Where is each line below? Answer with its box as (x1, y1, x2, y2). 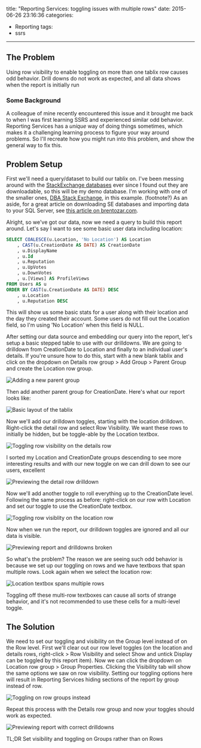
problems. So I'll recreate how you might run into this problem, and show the (6, 135, 194, 143)
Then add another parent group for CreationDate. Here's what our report (6, 388, 185, 396)
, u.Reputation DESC (17, 298, 68, 304)
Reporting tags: (14, 23, 53, 30)
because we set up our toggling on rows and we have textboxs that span (6, 562, 185, 569)
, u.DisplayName (17, 247, 58, 254)
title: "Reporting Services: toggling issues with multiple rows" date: (6, 5, 171, 12)
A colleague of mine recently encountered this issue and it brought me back (6, 110, 193, 117)
